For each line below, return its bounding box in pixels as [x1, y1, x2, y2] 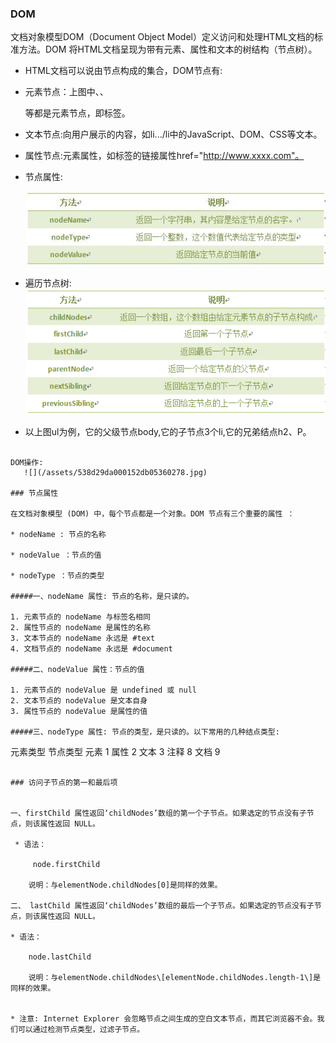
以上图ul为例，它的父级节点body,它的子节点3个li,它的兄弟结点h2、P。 [24, 425, 312, 437]
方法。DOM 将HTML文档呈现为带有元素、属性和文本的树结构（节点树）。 [18, 43, 318, 56]
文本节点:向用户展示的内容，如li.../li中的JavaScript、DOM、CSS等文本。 [24, 128, 323, 141]
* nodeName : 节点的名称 [10, 529, 107, 539]
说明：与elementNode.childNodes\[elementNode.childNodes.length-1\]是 [28, 972, 322, 982]
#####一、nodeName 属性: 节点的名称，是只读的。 [10, 591, 194, 601]
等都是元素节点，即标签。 [24, 107, 131, 119]
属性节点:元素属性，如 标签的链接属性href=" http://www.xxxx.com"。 [24, 150, 305, 162]
